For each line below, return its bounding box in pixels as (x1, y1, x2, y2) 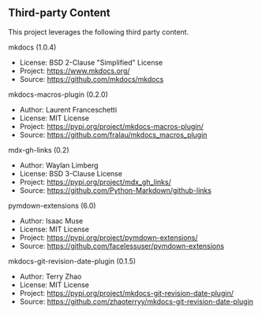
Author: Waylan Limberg (19, 161, 99, 170)
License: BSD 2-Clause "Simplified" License (19, 57, 163, 67)
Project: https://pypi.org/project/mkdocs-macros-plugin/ (19, 121, 204, 131)
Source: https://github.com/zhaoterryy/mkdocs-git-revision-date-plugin (19, 297, 254, 306)
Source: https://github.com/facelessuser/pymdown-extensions (19, 241, 225, 250)
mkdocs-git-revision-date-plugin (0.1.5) (8, 256, 137, 266)
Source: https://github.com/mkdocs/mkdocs (19, 74, 164, 83)
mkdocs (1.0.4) (8, 42, 57, 52)
